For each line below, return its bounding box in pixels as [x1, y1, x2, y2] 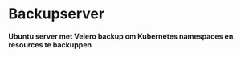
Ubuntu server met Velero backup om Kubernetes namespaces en [8, 31, 234, 41]
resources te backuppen [8, 39, 92, 49]
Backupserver [8, 5, 105, 23]
